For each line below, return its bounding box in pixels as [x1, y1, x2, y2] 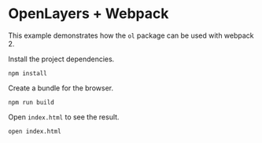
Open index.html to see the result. [8, 112, 120, 122]
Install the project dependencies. [8, 54, 115, 64]
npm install [8, 69, 47, 77]
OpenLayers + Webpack [8, 5, 169, 23]
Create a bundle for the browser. [8, 83, 114, 93]
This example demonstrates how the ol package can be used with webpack [8, 31, 254, 40]
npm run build [8, 98, 55, 106]
